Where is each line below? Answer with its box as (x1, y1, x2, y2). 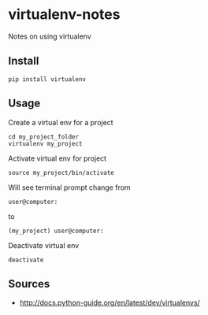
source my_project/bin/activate (8, 169, 114, 176)
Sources (8, 277, 50, 291)
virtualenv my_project (8, 139, 83, 147)
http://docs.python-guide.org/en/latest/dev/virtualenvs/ (19, 298, 201, 308)
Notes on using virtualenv (8, 31, 92, 41)
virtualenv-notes (8, 6, 121, 24)
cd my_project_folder (8, 132, 80, 141)
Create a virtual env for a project (8, 117, 113, 127)
